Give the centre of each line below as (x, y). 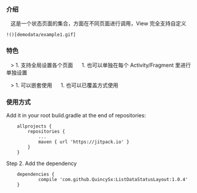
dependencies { (36, 174)
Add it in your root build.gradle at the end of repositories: (76, 115)
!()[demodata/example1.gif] (41, 35)
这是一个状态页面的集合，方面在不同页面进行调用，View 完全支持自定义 (98, 24)
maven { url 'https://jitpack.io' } (84, 142)
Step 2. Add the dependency (41, 163)
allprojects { (34, 126)
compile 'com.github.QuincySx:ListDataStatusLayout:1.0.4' (113, 179)
